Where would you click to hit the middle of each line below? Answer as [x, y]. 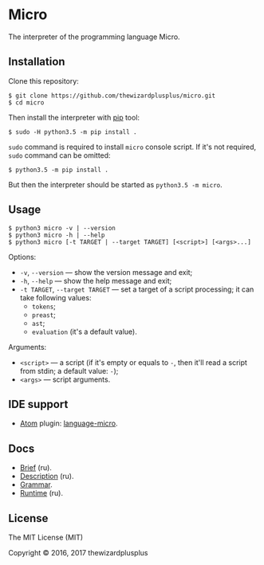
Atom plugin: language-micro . [69, 423]
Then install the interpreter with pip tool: [74, 117]
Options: [22, 257]
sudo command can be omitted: [59, 155]
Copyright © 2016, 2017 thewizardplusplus [78, 553]
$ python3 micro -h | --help [57, 235]
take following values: [55, 297]
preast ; [43, 314]
